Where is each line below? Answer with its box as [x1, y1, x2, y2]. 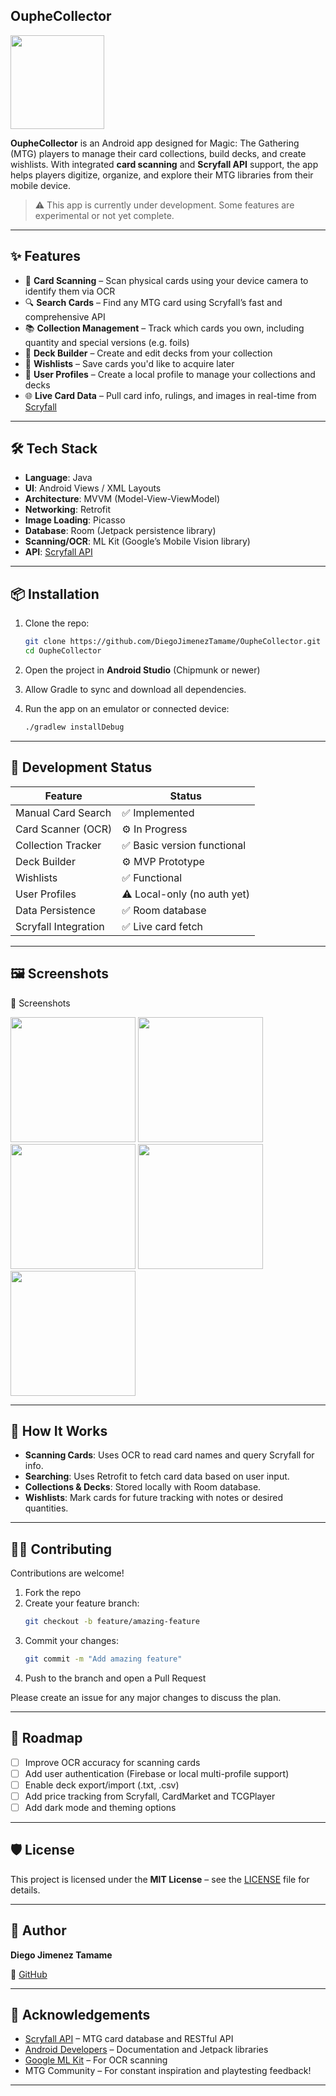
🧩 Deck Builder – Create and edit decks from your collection [24, 347, 273, 359]
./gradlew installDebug [24, 722, 125, 732]
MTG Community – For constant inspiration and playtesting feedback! [24, 2065, 312, 2077]
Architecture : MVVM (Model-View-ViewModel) [24, 493, 221, 505]
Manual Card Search [15, 805, 112, 819]
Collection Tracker [15, 838, 102, 852]
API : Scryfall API [24, 546, 93, 558]
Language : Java [24, 472, 93, 484]
